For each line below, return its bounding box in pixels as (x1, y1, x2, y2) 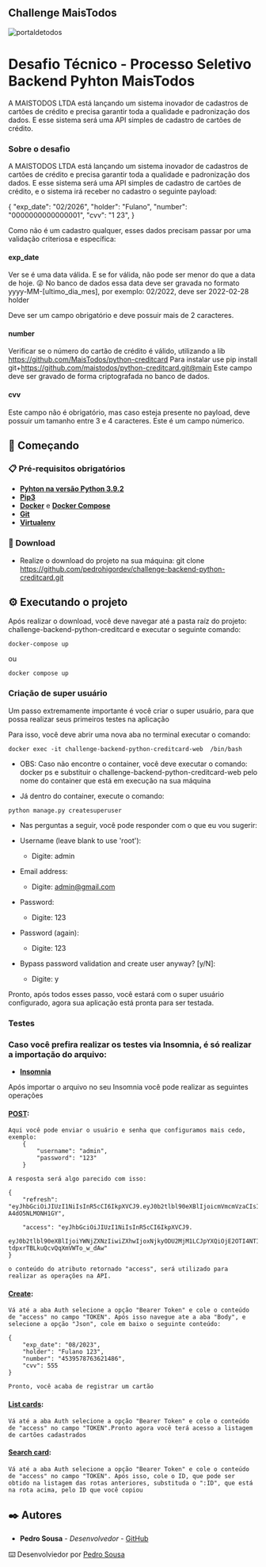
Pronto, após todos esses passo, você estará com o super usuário (8, 989, 224, 998)
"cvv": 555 (22, 1362, 59, 1370)
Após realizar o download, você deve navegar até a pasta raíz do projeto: (8, 616, 247, 626)
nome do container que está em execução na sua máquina (19, 776, 211, 785)
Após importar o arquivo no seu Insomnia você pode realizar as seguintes (8, 1082, 249, 1091)
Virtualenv (19, 518, 55, 527)
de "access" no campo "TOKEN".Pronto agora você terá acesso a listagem (8, 1423, 253, 1432)
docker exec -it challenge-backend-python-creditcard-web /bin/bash (8, 745, 243, 753)
